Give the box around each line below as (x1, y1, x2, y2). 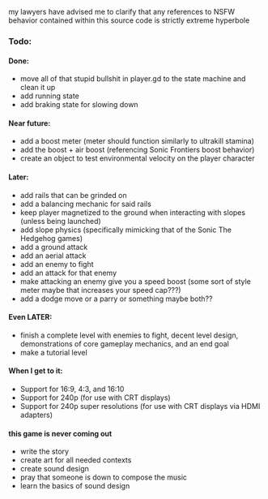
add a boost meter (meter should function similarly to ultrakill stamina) (19, 136, 255, 146)
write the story (19, 446, 70, 457)
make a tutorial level (19, 347, 87, 357)
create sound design (19, 464, 89, 474)
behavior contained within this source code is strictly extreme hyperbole (8, 15, 250, 25)
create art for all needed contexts (19, 455, 132, 465)
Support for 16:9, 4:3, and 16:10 (19, 384, 125, 394)
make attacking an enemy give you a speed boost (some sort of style (19, 276, 251, 286)
